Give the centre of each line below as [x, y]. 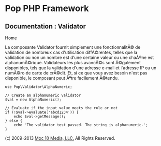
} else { [14, 121]
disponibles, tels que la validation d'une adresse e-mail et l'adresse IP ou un [81, 68]
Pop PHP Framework [47, 8]
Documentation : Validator [45, 26]
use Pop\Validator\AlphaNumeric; [39, 87]
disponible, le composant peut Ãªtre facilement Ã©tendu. [62, 78]
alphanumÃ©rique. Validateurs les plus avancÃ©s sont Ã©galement [73, 63]
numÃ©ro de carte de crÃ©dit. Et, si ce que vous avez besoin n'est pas [76, 73]
